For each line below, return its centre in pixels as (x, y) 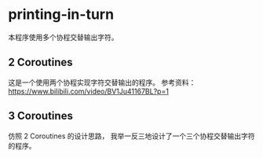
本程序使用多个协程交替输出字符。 (63, 37)
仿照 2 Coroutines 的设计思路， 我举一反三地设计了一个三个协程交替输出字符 (131, 136)
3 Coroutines (40, 116)
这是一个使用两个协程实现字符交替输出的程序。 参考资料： (102, 82)
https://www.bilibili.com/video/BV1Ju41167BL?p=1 (88, 91)
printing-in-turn (61, 15)
